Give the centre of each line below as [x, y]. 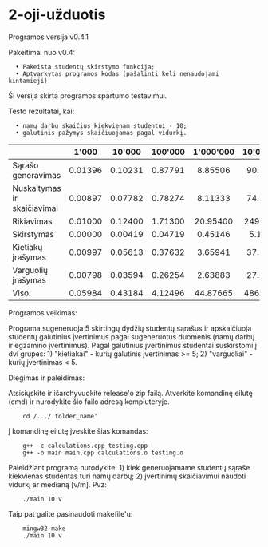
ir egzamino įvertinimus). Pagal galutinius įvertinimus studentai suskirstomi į [133, 345]
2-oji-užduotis [57, 15]
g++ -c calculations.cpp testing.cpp [85, 446]
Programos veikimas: [43, 312]
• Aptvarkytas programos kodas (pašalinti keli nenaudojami [117, 73]
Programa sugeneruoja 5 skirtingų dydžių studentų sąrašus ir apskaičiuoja [130, 328]
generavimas [37, 175]
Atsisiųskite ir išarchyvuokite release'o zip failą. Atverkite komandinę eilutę [130, 393]
